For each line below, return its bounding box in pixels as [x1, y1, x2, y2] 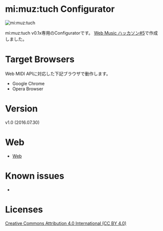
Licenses [5, 204, 43, 215]
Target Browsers [5, 54, 75, 65]
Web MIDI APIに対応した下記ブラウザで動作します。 [5, 71, 111, 77]
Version [5, 103, 38, 115]
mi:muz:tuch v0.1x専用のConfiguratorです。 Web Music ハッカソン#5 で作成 [5, 30, 158, 36]
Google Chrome [12, 80, 45, 86]
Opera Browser [12, 85, 43, 92]
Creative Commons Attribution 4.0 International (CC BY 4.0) [5, 220, 127, 226]
